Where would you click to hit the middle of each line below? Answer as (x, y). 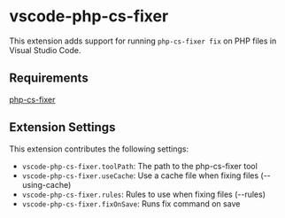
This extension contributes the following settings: (99, 149)
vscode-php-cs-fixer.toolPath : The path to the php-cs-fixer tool (140, 166)
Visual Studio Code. (45, 50)
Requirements (49, 78)
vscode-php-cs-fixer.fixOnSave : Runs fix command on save (131, 203)
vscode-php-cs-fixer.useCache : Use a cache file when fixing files (140, 175)
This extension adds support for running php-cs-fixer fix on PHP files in (143, 41)
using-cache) (46, 184)
